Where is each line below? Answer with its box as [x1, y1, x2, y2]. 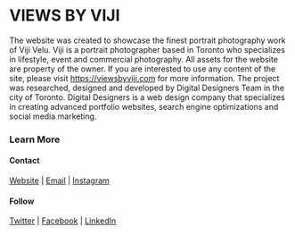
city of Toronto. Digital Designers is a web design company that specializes [9, 91, 285, 103]
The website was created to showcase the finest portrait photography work [9, 35, 286, 46]
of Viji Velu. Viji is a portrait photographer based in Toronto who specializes [9, 44, 285, 55]
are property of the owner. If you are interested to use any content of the [9, 63, 276, 74]
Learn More [9, 133, 61, 146]
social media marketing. [9, 111, 97, 122]
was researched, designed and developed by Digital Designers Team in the [9, 82, 285, 93]
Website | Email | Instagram [9, 175, 110, 186]
